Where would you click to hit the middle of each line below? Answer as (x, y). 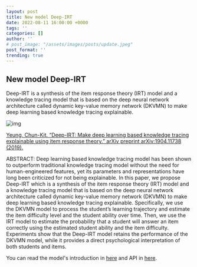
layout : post (22, 11)
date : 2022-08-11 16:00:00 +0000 (47, 22)
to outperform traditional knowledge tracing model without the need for (93, 165)
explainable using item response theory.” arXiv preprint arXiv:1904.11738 (94, 141)
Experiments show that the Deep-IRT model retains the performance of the (97, 234)
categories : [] (25, 34)
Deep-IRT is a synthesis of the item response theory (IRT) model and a (92, 93)
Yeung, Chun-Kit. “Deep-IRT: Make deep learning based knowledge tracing (98, 135)
